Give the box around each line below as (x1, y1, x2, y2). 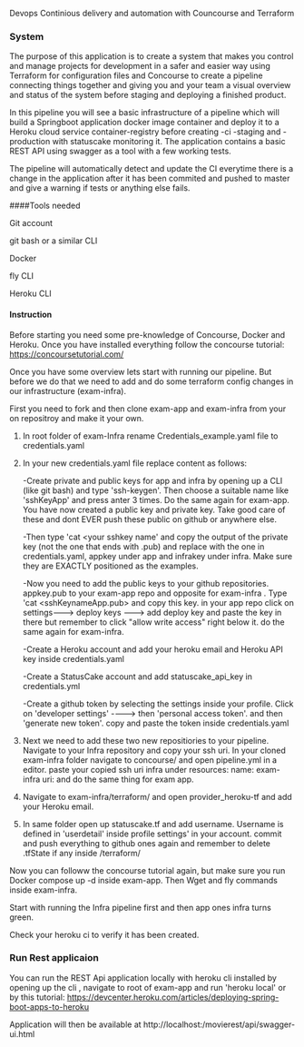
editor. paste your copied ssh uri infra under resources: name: (22, 764, 254, 775)
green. (9, 912, 34, 923)
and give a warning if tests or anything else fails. (9, 183, 191, 193)
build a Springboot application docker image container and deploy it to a (9, 117, 279, 128)
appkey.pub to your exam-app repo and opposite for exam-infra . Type (22, 588, 288, 598)
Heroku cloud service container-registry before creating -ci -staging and (9, 126, 281, 137)
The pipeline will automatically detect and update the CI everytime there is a (9, 163, 294, 174)
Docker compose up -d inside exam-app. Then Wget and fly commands (9, 874, 279, 885)
